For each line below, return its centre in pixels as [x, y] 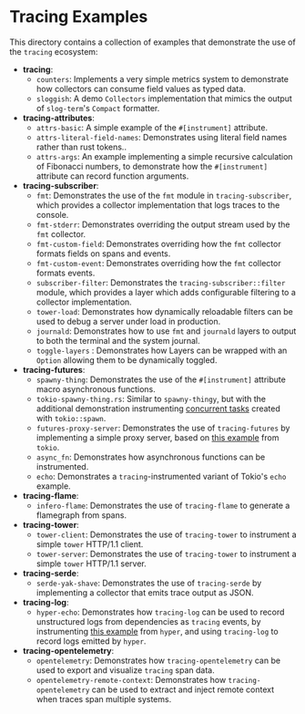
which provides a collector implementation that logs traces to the [158, 205]
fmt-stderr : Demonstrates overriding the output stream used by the [163, 224]
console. [52, 214]
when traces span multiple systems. [104, 698]
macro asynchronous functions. [96, 388]
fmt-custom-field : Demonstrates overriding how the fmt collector [158, 243]
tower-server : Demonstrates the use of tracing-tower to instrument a [167, 554]
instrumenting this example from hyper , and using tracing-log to [158, 631]
